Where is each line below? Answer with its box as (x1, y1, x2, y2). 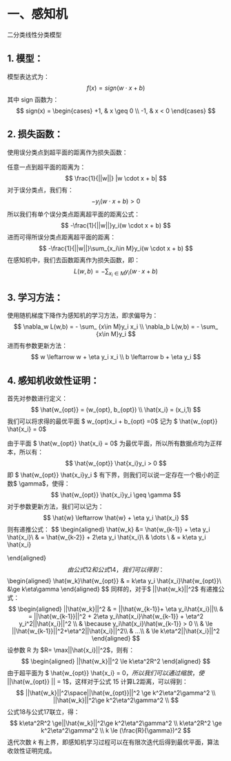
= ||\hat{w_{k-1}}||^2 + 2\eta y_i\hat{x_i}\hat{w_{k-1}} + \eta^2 (28, 612, 204, 621)
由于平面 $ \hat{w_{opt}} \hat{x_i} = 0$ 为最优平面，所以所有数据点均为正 (7, 439, 217, 448)
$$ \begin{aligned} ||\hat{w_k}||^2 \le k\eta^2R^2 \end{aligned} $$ (21, 657, 211, 666)
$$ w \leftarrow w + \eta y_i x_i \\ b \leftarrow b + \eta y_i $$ (30, 353, 201, 361)
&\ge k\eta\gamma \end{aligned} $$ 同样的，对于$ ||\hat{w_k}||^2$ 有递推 (7, 585, 219, 594)
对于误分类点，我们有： (7, 185, 74, 194)
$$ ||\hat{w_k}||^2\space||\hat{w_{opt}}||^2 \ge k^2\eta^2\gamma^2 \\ (16, 689, 216, 697)
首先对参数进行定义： (7, 394, 68, 403)
